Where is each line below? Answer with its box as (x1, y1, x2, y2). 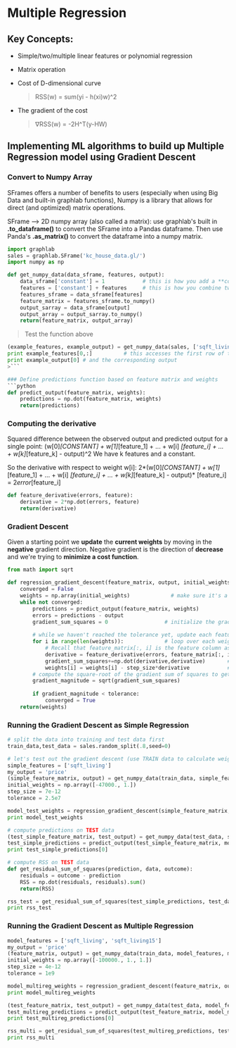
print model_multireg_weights (7, 989, 96, 996)
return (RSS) (20, 885, 55, 892)
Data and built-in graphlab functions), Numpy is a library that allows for (7, 196, 213, 204)
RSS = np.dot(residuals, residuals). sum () (20, 878, 146, 885)
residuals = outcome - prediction (20, 872, 121, 879)
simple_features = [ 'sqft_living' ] (7, 762, 112, 769)
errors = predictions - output (32, 611, 124, 619)
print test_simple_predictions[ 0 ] (7, 847, 109, 854)
